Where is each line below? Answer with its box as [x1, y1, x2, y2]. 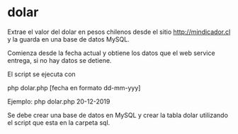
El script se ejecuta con [7, 70, 76, 78]
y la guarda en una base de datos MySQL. [7, 35, 130, 43]
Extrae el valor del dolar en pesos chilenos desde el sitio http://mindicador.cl [7, 28, 231, 36]
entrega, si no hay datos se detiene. [7, 56, 112, 64]
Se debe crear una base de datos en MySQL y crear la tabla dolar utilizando [7, 111, 229, 119]
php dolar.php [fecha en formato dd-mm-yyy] [7, 83, 141, 92]
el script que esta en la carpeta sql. [7, 118, 110, 127]
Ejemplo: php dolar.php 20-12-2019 [7, 97, 110, 106]
